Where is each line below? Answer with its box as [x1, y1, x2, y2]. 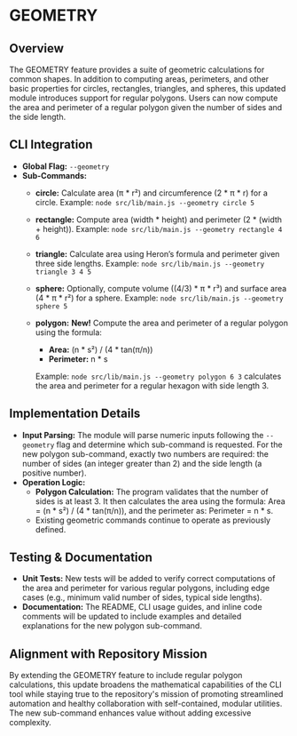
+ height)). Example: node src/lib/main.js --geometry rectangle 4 [35, 223, 283, 234]
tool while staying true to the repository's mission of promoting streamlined [9, 689, 284, 700]
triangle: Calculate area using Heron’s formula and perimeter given [35, 248, 280, 259]
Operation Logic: [21, 476, 86, 487]
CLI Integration [9, 137, 93, 152]
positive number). [21, 468, 87, 478]
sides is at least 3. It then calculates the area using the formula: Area [35, 495, 285, 507]
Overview [9, 41, 65, 56]
